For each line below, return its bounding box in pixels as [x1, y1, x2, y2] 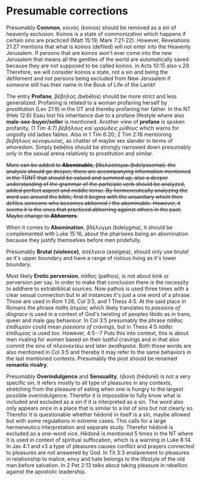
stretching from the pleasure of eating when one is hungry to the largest [6, 385, 184, 393]
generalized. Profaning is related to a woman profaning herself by [6, 99, 167, 106]
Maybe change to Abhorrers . [6, 212, 79, 219]
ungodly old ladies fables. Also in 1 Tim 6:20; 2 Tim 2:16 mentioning [6, 130, 172, 138]
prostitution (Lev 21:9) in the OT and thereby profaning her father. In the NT [6, 105, 191, 112]
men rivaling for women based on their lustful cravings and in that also [6, 336, 180, 343]
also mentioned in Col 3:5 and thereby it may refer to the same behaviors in [6, 348, 192, 356]
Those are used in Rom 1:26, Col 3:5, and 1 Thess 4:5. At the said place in [6, 298, 186, 305]
